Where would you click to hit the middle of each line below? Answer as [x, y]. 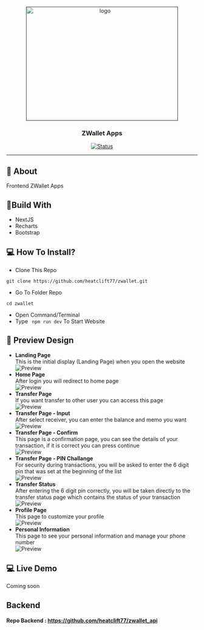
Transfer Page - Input [42, 413]
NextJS [24, 219]
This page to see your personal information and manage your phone [100, 536]
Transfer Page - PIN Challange [54, 458]
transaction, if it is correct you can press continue [77, 445]
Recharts [26, 226]
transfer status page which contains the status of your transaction [98, 497]
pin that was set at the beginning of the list [68, 471]
